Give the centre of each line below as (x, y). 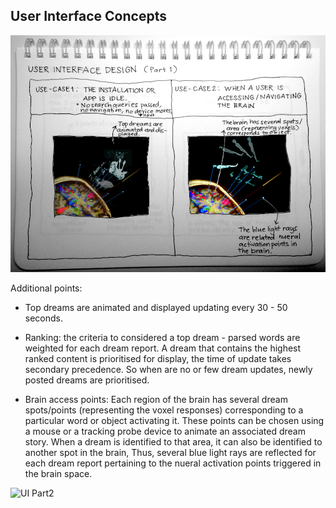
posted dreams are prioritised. (87, 380)
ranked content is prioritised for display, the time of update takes (158, 359)
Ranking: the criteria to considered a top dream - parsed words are (162, 338)
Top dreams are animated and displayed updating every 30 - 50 (156, 308)
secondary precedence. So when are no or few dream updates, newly (168, 370)
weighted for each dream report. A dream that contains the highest (163, 348)
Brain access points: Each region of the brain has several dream (156, 400)
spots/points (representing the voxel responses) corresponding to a (164, 410)
